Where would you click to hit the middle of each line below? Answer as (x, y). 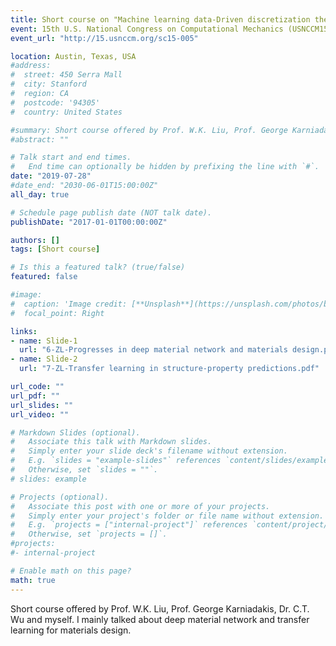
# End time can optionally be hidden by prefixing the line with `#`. (165, 167)
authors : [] (35, 240)
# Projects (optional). (60, 497)
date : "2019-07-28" (51, 176)
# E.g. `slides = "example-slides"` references (116, 461)
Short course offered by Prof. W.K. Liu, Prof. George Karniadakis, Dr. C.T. (160, 608)
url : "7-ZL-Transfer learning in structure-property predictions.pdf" (169, 369)
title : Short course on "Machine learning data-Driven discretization (160, 19)
